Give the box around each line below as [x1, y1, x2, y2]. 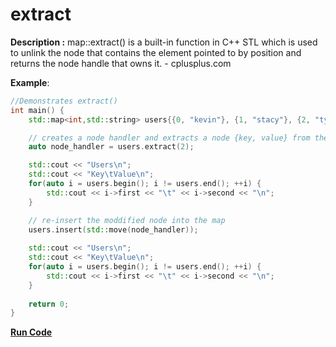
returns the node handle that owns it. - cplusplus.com [10, 57, 232, 69]
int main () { [10, 105, 65, 115]
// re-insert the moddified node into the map [28, 215, 226, 225]
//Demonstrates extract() [10, 96, 118, 106]
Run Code [10, 326, 53, 338]
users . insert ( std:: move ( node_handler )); [28, 224, 199, 235]
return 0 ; [28, 299, 70, 309]
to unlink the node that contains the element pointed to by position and [10, 46, 302, 58]
